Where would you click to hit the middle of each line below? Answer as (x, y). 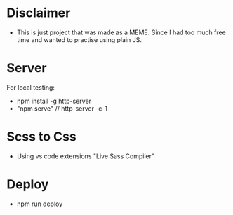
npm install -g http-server (54, 101)
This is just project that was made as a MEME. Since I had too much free (121, 32)
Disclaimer (39, 13)
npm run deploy (40, 204)
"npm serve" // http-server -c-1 (62, 108)
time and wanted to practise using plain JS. (79, 39)
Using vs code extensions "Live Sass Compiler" (86, 156)
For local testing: (31, 87)
